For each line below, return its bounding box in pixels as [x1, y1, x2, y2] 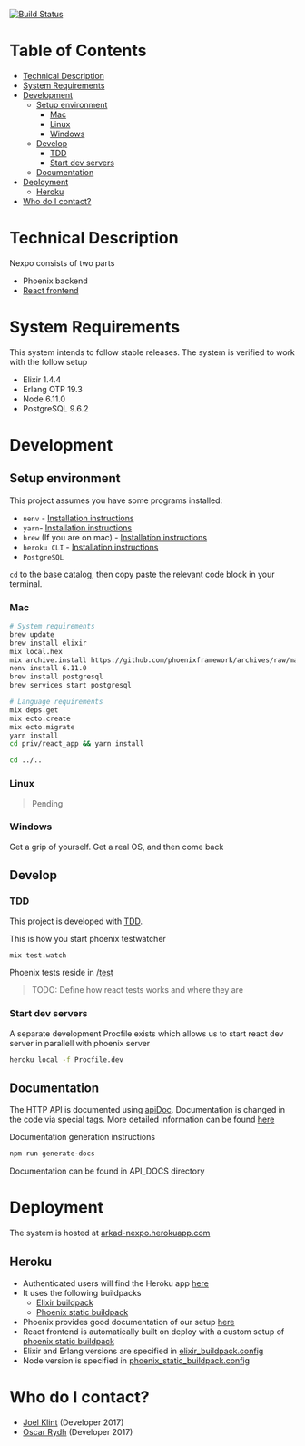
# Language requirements [9, 698, 103, 707]
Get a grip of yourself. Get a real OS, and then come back [9, 841, 224, 852]
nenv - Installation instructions [22, 512, 134, 523]
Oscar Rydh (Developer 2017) [22, 1426, 133, 1437]
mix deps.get [9, 705, 59, 715]
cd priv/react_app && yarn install [9, 739, 144, 748]
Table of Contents [9, 41, 147, 61]
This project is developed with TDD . [9, 916, 143, 926]
